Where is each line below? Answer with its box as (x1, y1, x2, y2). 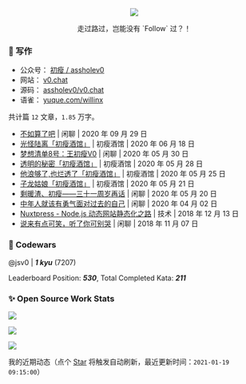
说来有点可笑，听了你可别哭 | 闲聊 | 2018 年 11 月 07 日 (19, 219, 199, 228)
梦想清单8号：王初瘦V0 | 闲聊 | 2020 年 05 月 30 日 (19, 149, 189, 159)
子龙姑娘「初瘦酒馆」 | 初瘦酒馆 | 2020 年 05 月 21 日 (19, 179, 195, 188)
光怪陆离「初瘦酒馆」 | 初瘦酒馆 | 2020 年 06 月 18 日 (19, 139, 196, 148)
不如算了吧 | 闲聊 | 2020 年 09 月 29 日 (19, 129, 148, 139)
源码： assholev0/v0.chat (19, 85, 105, 95)
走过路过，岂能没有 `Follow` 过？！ (77, 24, 192, 33)
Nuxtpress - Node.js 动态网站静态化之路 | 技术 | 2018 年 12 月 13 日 (19, 209, 240, 219)
